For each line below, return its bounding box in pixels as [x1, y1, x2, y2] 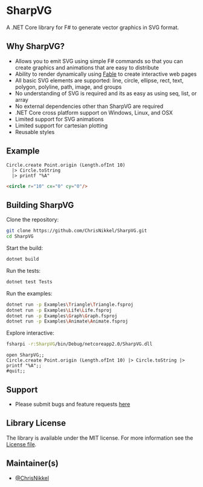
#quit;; [6, 368, 26, 374]
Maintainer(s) [6, 458, 59, 469]
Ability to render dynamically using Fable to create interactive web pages [14, 70, 197, 78]
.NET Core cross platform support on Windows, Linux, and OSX [14, 109, 173, 116]
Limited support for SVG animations [14, 115, 104, 123]
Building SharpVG [6, 200, 74, 210]
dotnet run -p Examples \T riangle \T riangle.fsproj [6, 301, 134, 307]
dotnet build [6, 256, 39, 262]
